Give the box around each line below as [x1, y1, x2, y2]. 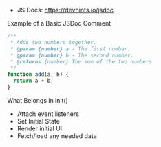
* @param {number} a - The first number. [10, 45, 131, 52]
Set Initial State [17, 117, 61, 125]
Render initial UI [17, 124, 63, 133]
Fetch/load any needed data [17, 131, 98, 140]
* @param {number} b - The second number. [10, 52, 134, 59]
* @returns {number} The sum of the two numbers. [10, 58, 155, 65]
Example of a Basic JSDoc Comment [7, 19, 111, 27]
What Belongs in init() [7, 96, 69, 104]
